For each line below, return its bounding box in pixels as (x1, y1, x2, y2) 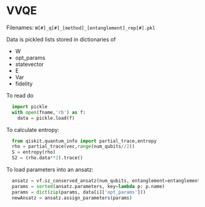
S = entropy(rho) (12, 149, 56, 156)
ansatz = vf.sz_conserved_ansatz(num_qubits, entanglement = (12, 178, 168, 184)
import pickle (12, 103, 48, 110)
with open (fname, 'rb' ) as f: (12, 109, 86, 115)
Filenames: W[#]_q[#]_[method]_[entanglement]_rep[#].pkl (6, 24, 156, 31)
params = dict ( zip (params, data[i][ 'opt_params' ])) (12, 189, 146, 195)
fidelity (15, 80, 33, 87)
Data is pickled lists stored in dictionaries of (6, 35, 116, 43)
